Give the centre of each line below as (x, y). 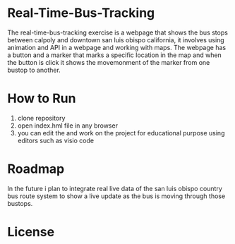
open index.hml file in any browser (68, 126)
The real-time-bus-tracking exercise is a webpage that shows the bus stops (117, 32)
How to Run (42, 98)
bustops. (20, 203)
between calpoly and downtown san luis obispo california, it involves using (116, 39)
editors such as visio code (55, 140)
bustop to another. (34, 70)
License (31, 232)
